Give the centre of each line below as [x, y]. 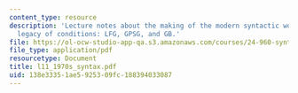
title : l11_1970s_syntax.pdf [63, 67]
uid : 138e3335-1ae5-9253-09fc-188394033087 [91, 75]
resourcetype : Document [53, 58]
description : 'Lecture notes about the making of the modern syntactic [144, 26]
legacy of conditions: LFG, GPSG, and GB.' [98, 34]
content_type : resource [53, 17]
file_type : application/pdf [61, 50]
